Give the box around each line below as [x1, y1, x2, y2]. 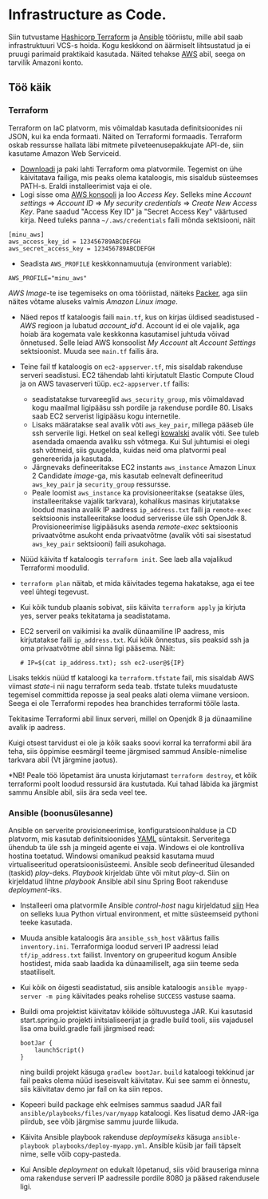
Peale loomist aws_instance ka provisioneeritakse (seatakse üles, [31, 487, 246, 497]
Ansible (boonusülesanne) [8, 807, 113, 818]
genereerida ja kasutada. [31, 454, 114, 463]
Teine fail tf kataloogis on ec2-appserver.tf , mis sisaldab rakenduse [19, 362, 243, 371]
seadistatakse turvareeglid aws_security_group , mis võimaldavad [31, 394, 245, 403]
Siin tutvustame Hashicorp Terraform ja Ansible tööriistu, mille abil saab [8, 32, 243, 42]
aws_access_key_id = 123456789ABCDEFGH [8, 238, 141, 246]
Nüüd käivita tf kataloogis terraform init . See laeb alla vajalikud [19, 554, 233, 563]
